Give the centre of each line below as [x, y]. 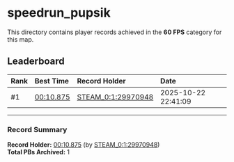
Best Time [52, 81]
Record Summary [37, 129]
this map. [21, 39]
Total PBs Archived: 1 [38, 152]
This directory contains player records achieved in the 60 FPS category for [115, 32]
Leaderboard [36, 62]
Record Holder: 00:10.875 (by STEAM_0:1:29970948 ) [84, 145]
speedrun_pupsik [59, 13]
